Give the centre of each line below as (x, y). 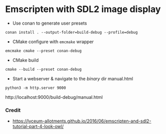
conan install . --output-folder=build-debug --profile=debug (71, 32)
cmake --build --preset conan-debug (43, 69)
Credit (13, 110)
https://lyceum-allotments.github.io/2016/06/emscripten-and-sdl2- (82, 121)
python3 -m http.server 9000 (36, 88)
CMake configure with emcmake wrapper (53, 42)
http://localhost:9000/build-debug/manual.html (54, 97)
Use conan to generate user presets (50, 23)
